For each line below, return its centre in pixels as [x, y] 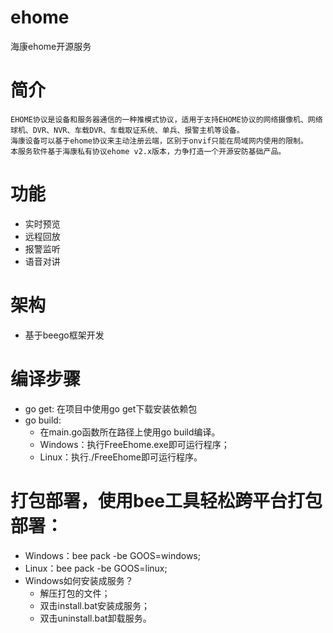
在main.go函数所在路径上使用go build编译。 [130, 432]
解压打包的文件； [75, 593]
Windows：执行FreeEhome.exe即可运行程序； [134, 444]
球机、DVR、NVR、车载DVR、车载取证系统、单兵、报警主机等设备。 [127, 130]
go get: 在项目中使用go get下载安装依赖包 [111, 408]
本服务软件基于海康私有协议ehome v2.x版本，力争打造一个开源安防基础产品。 [148, 151]
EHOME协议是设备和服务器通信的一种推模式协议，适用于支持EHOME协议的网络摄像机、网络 [166, 119]
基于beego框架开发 [64, 335]
